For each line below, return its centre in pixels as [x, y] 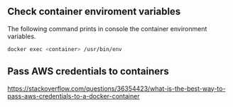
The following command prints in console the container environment [107, 28]
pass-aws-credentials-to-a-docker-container [74, 96]
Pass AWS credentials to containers [88, 71]
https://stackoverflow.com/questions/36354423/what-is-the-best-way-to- [116, 89]
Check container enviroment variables [94, 12]
